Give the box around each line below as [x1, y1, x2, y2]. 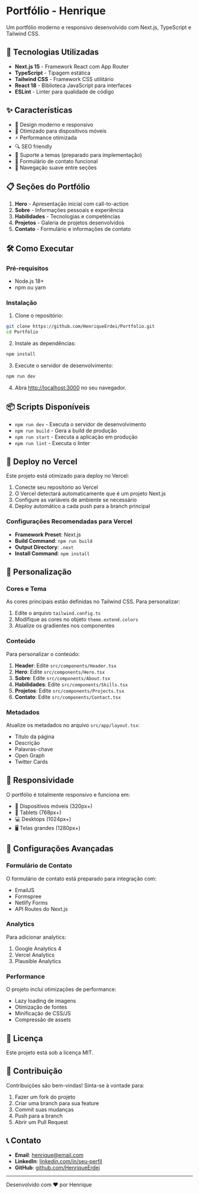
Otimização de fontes [14, 1003, 68, 1010]
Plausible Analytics [14, 957, 61, 964]
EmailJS [14, 886, 35, 893]
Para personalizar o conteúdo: [6, 650, 80, 658]
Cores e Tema [6, 585, 47, 593]
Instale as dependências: [14, 340, 76, 347]
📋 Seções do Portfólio [6, 182, 91, 192]
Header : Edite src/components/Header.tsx [14, 662, 117, 669]
